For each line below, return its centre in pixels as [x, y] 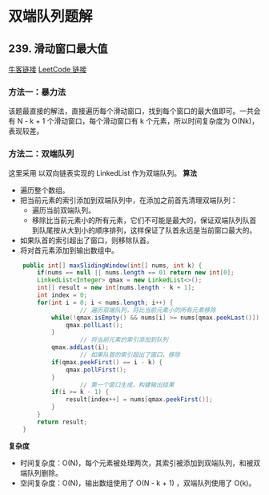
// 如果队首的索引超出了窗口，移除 [130, 355]
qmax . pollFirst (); [96, 370]
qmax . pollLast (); [94, 325]
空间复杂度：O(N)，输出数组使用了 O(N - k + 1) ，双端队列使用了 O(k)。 [138, 483]
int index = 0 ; [62, 295]
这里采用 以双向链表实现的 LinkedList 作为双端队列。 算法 [103, 172]
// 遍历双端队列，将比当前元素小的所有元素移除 [148, 310]
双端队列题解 [51, 16]
